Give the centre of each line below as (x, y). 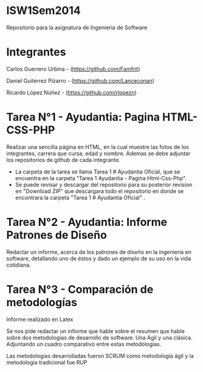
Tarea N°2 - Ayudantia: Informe (87, 222)
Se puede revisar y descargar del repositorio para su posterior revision (104, 184)
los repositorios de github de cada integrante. (63, 160)
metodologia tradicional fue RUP (47, 362)
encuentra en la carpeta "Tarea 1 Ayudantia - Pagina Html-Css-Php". (101, 178)
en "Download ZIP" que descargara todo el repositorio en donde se (99, 191)
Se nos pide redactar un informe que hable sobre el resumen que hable (96, 331)
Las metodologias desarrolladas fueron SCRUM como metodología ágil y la (100, 356)
